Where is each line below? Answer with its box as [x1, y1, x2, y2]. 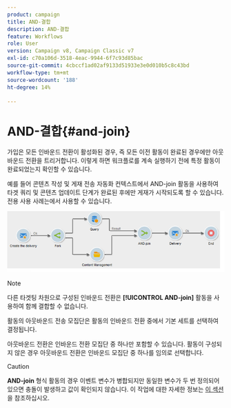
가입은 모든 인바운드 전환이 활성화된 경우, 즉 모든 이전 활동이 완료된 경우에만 [7, 148, 212, 156]
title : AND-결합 [7, 18, 51, 25]
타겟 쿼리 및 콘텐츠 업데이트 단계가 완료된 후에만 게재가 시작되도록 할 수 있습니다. [7, 188, 224, 196]
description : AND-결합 [7, 25, 70, 32]
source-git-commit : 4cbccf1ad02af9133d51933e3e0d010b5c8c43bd [7, 62, 190, 69]
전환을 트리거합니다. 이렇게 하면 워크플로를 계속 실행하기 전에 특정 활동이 [25, 156, 221, 165]
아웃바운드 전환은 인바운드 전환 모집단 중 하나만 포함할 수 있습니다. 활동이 [7, 340, 204, 348]
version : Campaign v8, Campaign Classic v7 [7, 48, 134, 54]
